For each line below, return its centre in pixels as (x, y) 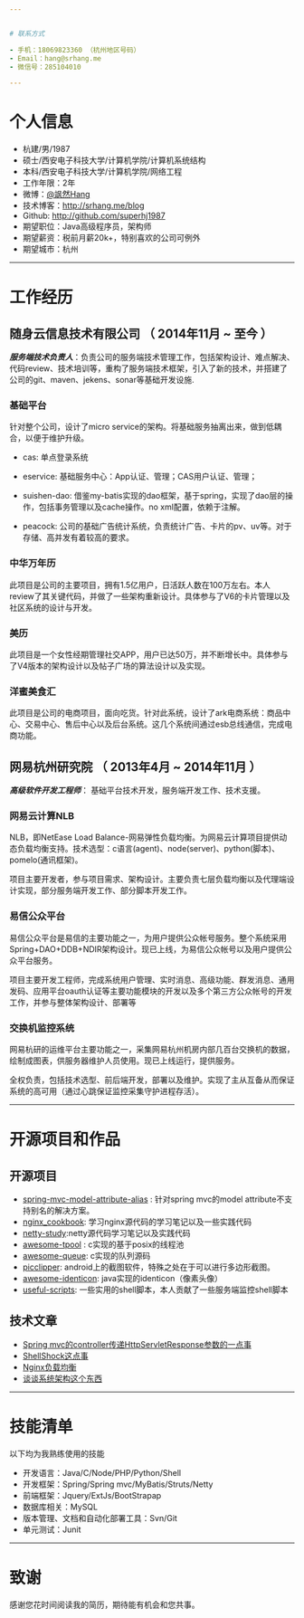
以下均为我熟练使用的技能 (57, 1453)
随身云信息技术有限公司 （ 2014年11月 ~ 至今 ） (141, 333)
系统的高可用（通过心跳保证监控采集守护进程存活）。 (106, 1091)
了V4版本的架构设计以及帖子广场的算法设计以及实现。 (110, 666)
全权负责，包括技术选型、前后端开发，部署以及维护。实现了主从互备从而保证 (152, 1080)
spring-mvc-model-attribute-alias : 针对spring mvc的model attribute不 (153, 1199)
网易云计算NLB (42, 816)
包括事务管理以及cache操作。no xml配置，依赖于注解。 (142, 507)
